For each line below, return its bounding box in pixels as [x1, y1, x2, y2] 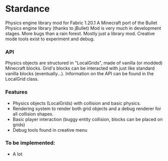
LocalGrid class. [5, 76, 39, 82]
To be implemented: [5, 139, 56, 146]
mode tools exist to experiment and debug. [5, 36, 95, 42]
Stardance [5, 3, 50, 15]
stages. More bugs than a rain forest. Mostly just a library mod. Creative [5, 30, 155, 36]
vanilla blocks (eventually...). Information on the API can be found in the [5, 71, 154, 77]
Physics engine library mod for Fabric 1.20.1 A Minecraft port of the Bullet [5, 20, 158, 26]
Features [5, 89, 28, 96]
